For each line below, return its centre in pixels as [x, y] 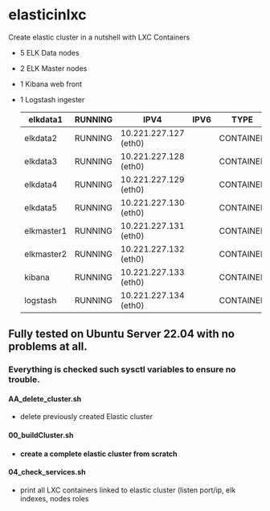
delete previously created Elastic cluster [86, 417]
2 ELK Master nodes [53, 68]
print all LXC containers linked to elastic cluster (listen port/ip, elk [128, 490]
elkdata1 [45, 119]
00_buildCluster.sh [41, 435]
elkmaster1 [45, 231]
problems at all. [48, 347]
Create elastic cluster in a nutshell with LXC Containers [99, 37]
